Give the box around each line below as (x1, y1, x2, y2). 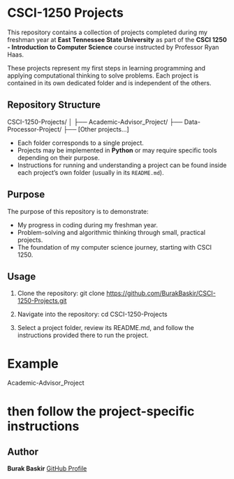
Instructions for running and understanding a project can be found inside (17, 161, 227, 169)
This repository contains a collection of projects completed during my (7, 28, 208, 36)
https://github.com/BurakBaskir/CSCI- (105, 289, 217, 298)
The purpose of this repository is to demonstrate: (7, 207, 149, 215)
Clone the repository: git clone (17, 289, 105, 298)
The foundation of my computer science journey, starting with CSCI (17, 243, 212, 251)
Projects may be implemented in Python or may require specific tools (17, 145, 217, 155)
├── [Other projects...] (63, 124, 129, 134)
